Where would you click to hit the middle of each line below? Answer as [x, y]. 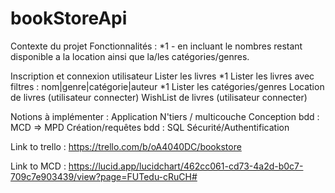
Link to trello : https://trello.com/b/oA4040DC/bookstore [126, 146]
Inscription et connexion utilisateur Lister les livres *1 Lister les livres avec [162, 76]
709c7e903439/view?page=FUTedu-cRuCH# [104, 176]
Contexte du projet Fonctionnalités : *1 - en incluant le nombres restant [156, 46]
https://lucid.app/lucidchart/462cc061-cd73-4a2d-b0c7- [186, 166]
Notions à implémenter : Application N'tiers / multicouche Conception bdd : [165, 116]
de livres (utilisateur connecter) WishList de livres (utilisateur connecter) [159, 97]
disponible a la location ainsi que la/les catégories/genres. [130, 56]
